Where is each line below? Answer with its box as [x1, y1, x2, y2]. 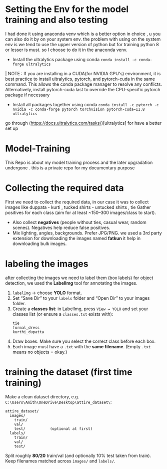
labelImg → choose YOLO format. [12, 290, 82, 296]
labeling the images [5, 258, 88, 269]
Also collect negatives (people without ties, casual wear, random [12, 219, 146, 225]
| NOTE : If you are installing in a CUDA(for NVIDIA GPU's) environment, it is [5, 70, 161, 76]
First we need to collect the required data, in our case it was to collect [5, 199, 149, 205]
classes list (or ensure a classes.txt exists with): [12, 311, 113, 317]
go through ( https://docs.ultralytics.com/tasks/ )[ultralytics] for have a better [5, 120, 162, 126]
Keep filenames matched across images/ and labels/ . [5, 457, 116, 464]
